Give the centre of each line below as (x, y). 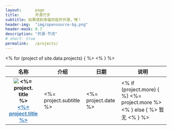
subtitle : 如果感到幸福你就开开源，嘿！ (44, 20)
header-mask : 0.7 (24, 29)
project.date (101, 100)
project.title (24, 114)
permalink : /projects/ (32, 44)
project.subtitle (62, 100)
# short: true (20, 39)
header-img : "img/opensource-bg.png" (47, 24)
